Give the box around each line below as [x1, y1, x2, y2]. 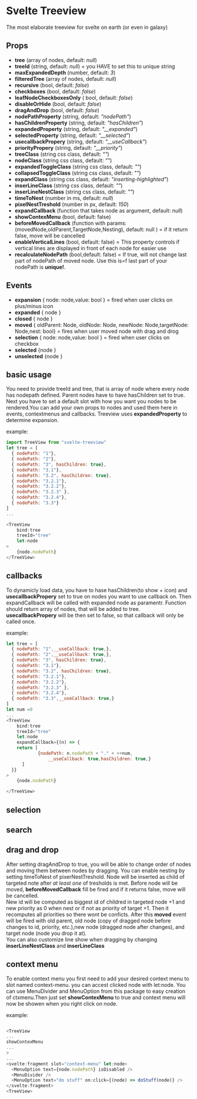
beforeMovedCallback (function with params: [14, 220, 127, 227]
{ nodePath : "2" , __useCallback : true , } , [11, 652, 112, 658]
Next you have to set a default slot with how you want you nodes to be [6, 398, 177, 405]
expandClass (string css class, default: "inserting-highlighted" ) [14, 175, 169, 182]
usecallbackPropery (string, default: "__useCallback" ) [14, 138, 147, 145]
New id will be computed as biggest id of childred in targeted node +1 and [6, 898, 185, 905]
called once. [6, 618, 36, 625]
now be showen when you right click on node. [6, 1000, 118, 1007]
